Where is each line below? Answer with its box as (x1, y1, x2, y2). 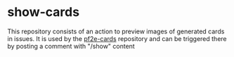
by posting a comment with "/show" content (7, 42, 135, 50)
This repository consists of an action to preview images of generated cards (7, 27, 225, 35)
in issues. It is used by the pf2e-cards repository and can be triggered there (7, 34, 227, 42)
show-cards (7, 4, 79, 20)
